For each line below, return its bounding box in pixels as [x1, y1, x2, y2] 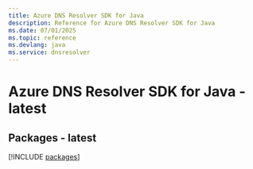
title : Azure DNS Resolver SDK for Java [8, 11, 145, 20]
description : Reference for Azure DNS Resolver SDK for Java [8, 19, 216, 27]
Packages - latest [8, 131, 97, 144]
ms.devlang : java [8, 41, 66, 49]
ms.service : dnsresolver [8, 48, 91, 56]
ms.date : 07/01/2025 [8, 26, 77, 34]
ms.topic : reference [8, 33, 77, 42]
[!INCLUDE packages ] [8, 152, 80, 161]
